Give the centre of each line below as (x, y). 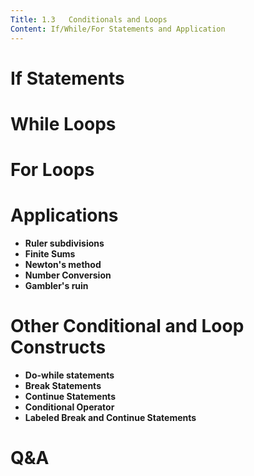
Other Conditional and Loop (127, 326)
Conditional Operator (69, 407)
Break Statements (63, 385)
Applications (64, 215)
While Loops (63, 123)
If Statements (67, 78)
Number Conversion (68, 275)
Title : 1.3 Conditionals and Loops (89, 19)
